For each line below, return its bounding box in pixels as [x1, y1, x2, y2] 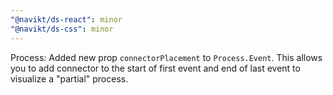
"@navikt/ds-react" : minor [10, 14, 123, 25]
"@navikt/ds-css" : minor [10, 24, 114, 34]
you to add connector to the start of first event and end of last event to [10, 62, 301, 74]
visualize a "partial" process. [10, 72, 129, 85]
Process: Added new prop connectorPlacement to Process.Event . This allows [10, 51, 323, 63]
